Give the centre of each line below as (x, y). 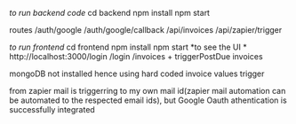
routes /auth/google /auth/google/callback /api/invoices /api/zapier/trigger (146, 30)
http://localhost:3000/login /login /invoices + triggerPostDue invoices (136, 56)
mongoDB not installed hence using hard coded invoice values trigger (137, 74)
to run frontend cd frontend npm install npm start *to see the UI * (128, 47)
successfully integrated (52, 109)
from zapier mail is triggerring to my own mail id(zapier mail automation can (148, 91)
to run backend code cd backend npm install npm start (110, 13)
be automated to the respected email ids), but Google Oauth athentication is (148, 100)
